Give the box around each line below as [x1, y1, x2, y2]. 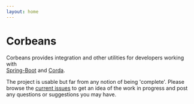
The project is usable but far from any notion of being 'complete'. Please [6, 78, 184, 85]
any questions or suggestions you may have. [6, 90, 117, 98]
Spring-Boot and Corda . [6, 67, 65, 74]
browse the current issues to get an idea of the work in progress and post [6, 84, 188, 92]
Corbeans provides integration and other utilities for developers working [6, 54, 184, 61]
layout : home [6, 8, 39, 15]
